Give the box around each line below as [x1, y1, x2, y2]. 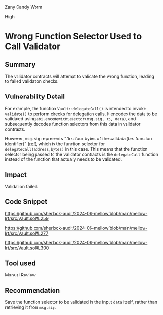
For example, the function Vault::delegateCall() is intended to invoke [5, 105, 146, 111]
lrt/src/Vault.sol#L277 [5, 230, 49, 236]
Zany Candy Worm [5, 4, 43, 10]
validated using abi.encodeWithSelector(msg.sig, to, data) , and [5, 116, 136, 121]
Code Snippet [5, 197, 48, 206]
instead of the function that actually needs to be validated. [5, 156, 122, 162]
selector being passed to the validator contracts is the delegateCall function [5, 151, 158, 157]
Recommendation [5, 286, 60, 295]
